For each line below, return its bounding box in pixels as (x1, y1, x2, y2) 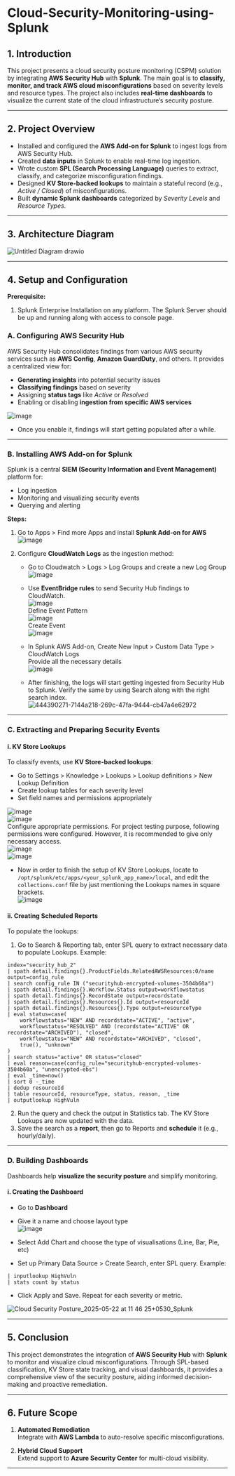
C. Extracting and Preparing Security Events (7, 724, 160, 734)
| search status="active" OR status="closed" (7, 1054, 142, 1061)
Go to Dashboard (17, 1203, 69, 1211)
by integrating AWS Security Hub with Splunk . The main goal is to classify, (7, 74, 225, 82)
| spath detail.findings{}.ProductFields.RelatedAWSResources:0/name (7, 968, 215, 975)
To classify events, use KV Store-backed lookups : (7, 758, 154, 766)
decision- (184, 1372, 212, 1381)
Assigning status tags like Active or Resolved (17, 390, 149, 399)
